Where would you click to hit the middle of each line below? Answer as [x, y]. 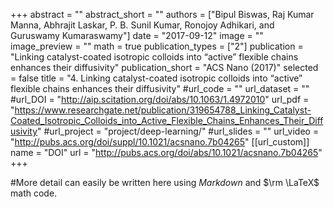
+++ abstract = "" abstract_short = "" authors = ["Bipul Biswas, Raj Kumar [162, 14]
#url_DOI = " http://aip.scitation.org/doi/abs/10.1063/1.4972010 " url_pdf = [160, 99]
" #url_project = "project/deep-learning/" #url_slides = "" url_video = [178, 131]
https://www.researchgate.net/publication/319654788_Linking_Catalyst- [163, 110]
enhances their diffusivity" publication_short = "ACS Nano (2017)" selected [164, 67]
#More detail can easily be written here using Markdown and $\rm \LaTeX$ [165, 182]
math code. [34, 193]
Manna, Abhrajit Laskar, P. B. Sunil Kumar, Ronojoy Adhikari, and [142, 25]
